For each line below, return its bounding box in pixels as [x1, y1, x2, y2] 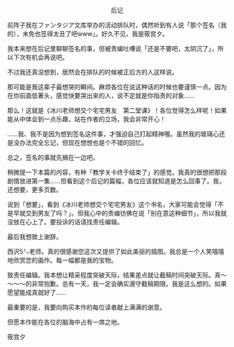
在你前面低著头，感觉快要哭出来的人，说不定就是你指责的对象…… [7, 91, 195, 100]
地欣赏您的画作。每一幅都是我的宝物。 [7, 256, 117, 264]
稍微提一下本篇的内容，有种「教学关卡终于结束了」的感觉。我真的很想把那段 [7, 168, 227, 176]
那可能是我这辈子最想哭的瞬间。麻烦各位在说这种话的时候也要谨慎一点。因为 [7, 83, 227, 91]
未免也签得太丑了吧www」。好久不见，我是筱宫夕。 [22, 30, 169, 38]
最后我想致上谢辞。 [7, 233, 63, 240]
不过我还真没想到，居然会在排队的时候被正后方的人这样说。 [7, 68, 178, 76]
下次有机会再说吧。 [13, 53, 68, 61]
